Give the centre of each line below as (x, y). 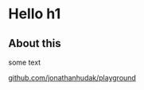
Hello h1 (35, 14)
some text (25, 62)
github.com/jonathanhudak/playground (72, 78)
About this (35, 43)
